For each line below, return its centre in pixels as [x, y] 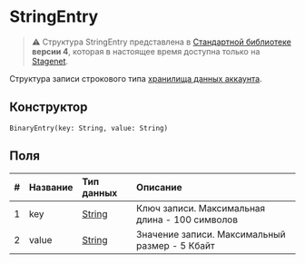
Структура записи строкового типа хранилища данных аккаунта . [136, 78]
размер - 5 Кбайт [175, 245]
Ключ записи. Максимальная [201, 208]
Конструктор [49, 108]
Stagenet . [50, 61]
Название [51, 187]
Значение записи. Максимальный [211, 234]
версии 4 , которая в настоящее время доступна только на [146, 51]
